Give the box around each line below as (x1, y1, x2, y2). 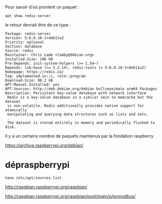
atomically (5, 108, 27, 112)
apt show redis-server (5, 14, 51, 18)
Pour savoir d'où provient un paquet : (5, 4, 80, 10)
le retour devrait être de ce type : (5, 22, 71, 28)
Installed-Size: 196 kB (5, 57, 53, 62)
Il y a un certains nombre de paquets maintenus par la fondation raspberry (5, 133, 154, 139)
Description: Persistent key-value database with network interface (5, 91, 146, 95)
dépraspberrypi (5, 159, 70, 171)
